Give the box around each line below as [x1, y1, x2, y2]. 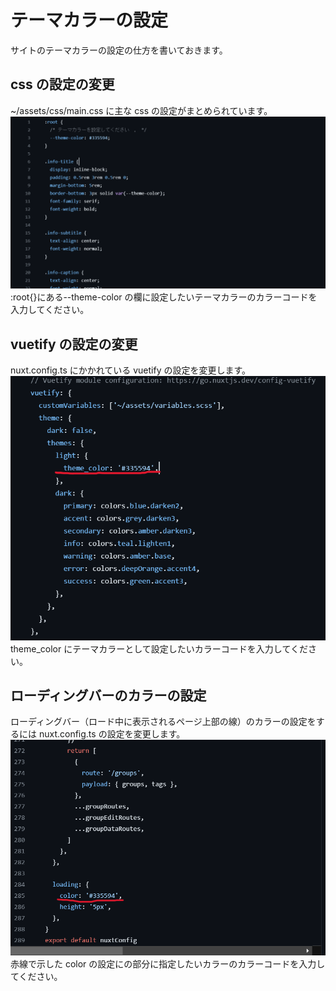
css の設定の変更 [10, 76, 115, 93]
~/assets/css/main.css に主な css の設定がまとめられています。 [10, 104, 273, 116]
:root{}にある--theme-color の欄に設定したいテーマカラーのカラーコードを [10, 291, 318, 303]
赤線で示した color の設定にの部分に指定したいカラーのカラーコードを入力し [10, 958, 326, 970]
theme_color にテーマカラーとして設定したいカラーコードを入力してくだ [10, 642, 308, 655]
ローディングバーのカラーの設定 [10, 687, 207, 705]
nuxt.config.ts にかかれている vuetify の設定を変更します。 [10, 364, 252, 376]
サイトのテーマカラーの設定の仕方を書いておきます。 [10, 44, 228, 56]
